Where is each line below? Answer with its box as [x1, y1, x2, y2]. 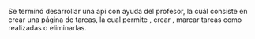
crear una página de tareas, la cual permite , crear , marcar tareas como [8, 15, 242, 24]
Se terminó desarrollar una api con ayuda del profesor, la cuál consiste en [8, 7, 248, 16]
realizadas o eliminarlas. [8, 23, 87, 32]
